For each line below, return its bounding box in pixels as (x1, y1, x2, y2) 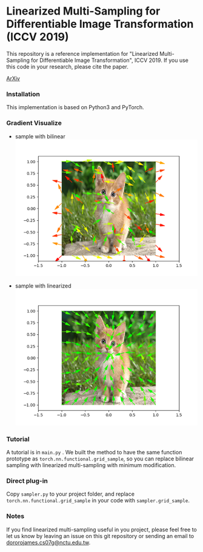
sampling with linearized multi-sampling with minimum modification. (6, 462, 176, 469)
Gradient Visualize (6, 119, 62, 127)
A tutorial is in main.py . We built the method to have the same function (6, 449, 182, 456)
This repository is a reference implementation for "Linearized (6, 50, 159, 57)
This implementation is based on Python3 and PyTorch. (6, 104, 144, 111)
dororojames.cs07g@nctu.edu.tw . (6, 539, 91, 546)
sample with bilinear (15, 132, 65, 140)
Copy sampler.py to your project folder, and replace (6, 490, 135, 498)
